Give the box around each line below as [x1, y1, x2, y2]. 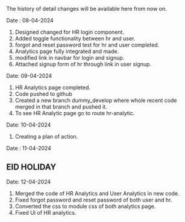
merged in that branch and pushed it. [14, 103, 107, 110]
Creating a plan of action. [14, 133, 78, 140]
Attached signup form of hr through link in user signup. [14, 60, 152, 68]
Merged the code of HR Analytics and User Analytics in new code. [14, 189, 180, 197]
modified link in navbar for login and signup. [14, 54, 125, 61]
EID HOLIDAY [6, 162, 57, 173]
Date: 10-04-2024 [6, 121, 51, 128]
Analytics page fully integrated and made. [14, 48, 119, 55]
